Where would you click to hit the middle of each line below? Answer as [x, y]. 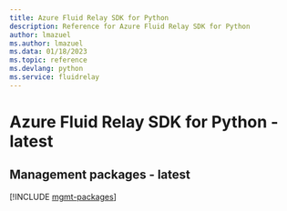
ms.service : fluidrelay [55, 77]
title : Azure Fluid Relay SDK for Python [89, 18]
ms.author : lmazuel [46, 43]
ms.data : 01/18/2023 [49, 52]
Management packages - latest [100, 175]
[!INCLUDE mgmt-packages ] [63, 196]
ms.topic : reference [49, 60]
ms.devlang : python [46, 69]
